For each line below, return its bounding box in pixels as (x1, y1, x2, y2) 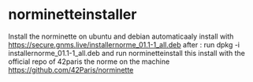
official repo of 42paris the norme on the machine (8, 57, 170, 66)
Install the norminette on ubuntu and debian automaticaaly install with (8, 32, 234, 41)
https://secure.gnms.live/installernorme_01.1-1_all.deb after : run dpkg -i (8, 39, 240, 49)
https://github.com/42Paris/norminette (8, 65, 134, 74)
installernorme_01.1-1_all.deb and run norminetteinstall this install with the (8, 48, 246, 58)
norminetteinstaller (8, 6, 137, 24)
